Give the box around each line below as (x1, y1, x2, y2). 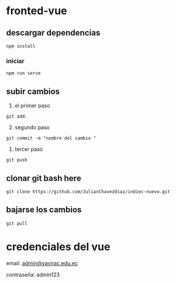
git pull (6, 220, 28, 226)
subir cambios (6, 86, 60, 96)
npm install (6, 43, 35, 49)
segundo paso (14, 124, 50, 131)
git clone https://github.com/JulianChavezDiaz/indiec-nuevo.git (6, 188, 170, 194)
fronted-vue (6, 4, 67, 18)
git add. (6, 113, 28, 119)
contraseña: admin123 (6, 271, 60, 278)
